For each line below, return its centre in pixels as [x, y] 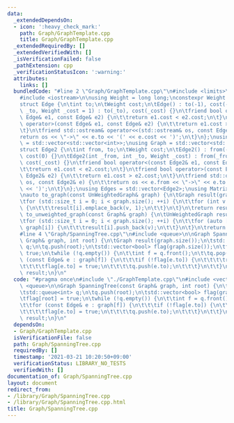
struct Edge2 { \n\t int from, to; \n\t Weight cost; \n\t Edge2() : [114, 150]
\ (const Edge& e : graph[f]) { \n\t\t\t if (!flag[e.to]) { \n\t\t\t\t [123, 260]
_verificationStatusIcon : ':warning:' [70, 72]
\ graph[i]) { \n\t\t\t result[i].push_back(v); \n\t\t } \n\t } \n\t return [123, 227]
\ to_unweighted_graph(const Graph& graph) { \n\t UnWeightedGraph [117, 215]
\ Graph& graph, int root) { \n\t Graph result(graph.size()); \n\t [117, 240]
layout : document [32, 383]
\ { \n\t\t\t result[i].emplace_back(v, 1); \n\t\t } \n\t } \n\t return [117, 208]
